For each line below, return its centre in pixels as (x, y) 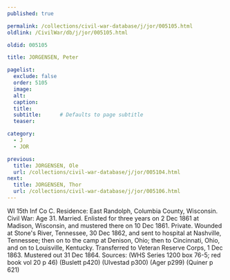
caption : (26, 102)
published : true (30, 13)
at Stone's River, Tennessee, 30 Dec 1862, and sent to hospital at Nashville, (114, 233)
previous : (21, 159)
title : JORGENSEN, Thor (47, 185)
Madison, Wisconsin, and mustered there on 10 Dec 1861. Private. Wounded (115, 225)
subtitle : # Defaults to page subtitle (78, 115)
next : (15, 178)
